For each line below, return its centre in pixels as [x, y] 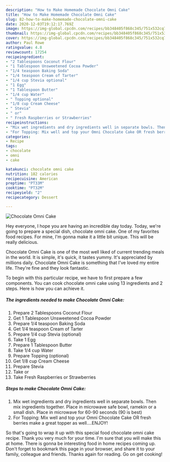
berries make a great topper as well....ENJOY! [60, 423]
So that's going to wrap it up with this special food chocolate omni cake [80, 433]
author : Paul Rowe [25, 43]
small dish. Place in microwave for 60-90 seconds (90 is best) [78, 412]
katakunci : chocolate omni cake [40, 169]
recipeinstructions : [27, 122]
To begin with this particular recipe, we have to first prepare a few [74, 278]
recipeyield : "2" [24, 193]
